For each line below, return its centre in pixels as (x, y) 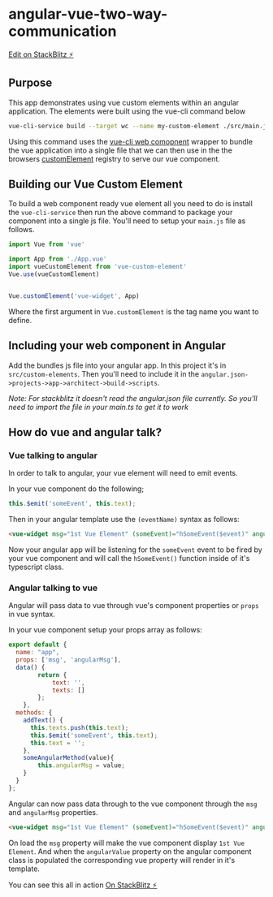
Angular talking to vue (53, 588)
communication (63, 31)
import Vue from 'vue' (47, 244)
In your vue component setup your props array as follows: (106, 630)
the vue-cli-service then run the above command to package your (121, 213)
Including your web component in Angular (117, 346)
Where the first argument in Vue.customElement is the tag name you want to (134, 311)
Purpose (30, 83)
